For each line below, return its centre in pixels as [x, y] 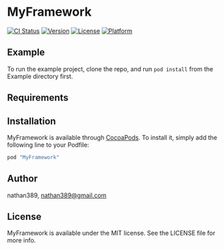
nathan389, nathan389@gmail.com [57, 195]
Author [22, 179]
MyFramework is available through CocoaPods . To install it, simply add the [112, 137]
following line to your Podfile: [48, 145]
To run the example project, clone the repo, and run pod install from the [110, 68]
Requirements [38, 98]
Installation [32, 121]
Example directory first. [40, 76]
